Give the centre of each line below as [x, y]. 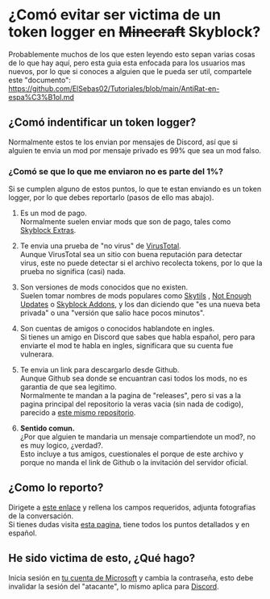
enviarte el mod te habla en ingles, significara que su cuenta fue [127, 346]
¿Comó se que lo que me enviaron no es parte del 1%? [116, 171]
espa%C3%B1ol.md [41, 97]
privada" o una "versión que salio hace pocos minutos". [112, 313]
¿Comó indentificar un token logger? [102, 123]
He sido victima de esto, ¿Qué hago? [102, 558]
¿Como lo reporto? [56, 488]
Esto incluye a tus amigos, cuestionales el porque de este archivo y [132, 454]
